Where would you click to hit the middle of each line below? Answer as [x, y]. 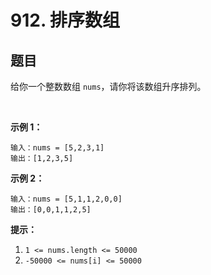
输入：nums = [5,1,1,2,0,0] [66, 199]
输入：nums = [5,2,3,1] [57, 148]
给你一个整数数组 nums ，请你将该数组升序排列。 [108, 86]
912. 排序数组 [65, 20]
